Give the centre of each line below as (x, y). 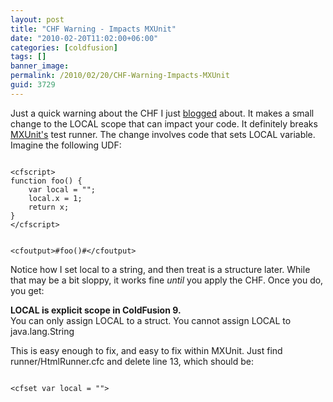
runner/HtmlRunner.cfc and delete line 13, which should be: (132, 361)
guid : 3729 (33, 85)
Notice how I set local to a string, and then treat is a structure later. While (160, 269)
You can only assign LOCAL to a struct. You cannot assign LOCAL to (151, 320)
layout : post (37, 19)
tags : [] (28, 57)
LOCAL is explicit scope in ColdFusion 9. (96, 310)
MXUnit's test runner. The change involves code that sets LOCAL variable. (163, 134)
